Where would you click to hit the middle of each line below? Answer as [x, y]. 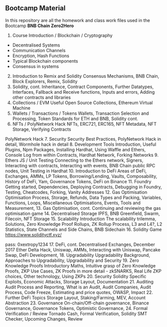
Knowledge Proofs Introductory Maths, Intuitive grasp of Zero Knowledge [81, 265]
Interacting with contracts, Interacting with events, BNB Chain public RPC [80, 165]
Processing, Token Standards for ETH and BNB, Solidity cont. [75, 118]
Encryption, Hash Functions [41, 56]
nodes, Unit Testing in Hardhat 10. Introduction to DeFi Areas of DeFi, [76, 171]
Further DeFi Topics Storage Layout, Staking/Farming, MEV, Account [76, 297]
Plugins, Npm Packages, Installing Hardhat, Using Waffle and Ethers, [76, 149]
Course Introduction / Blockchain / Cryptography [63, 35]
